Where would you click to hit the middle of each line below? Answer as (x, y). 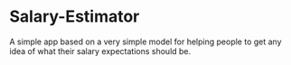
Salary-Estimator (75, 17)
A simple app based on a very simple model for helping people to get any (145, 42)
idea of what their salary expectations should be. (100, 51)
